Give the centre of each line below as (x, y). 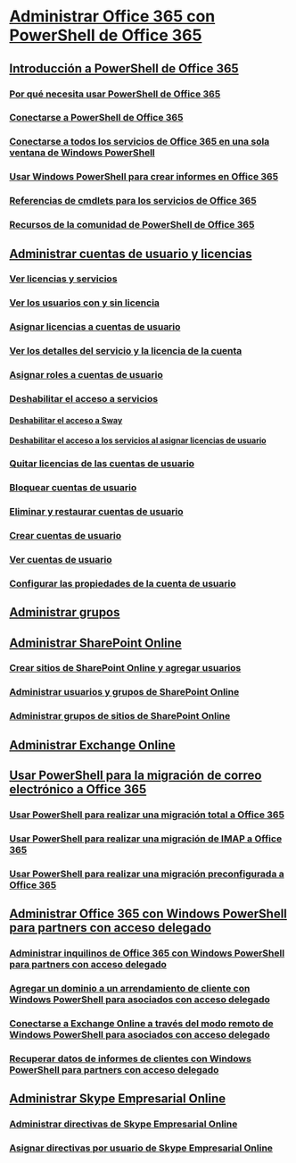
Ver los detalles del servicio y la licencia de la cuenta (126, 351)
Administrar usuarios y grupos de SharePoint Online (124, 692)
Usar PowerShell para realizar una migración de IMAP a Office (146, 839)
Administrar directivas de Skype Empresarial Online (123, 1125)
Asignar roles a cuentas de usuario (86, 375)
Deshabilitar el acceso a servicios (84, 399)
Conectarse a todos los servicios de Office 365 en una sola (140, 142)
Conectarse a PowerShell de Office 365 (96, 118)
